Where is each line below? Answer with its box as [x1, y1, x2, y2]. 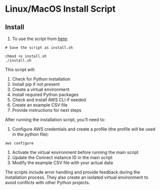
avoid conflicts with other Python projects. [5, 180, 90, 185]
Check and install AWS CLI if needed [12, 97, 86, 103]
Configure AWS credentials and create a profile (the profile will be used [12, 126, 156, 132]
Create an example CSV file [12, 102, 68, 108]
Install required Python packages [12, 92, 79, 97]
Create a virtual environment [12, 86, 70, 92]
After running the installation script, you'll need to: [5, 117, 106, 123]
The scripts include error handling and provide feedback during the [5, 169, 140, 175]
